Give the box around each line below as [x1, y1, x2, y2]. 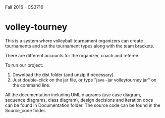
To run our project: [5, 62, 44, 68]
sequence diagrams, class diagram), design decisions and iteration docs [5, 97, 153, 103]
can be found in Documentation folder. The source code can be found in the [5, 102, 161, 108]
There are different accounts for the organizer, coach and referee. [5, 52, 140, 58]
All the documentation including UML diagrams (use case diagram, [5, 91, 141, 98]
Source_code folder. [5, 107, 47, 113]
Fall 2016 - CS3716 [5, 4, 44, 10]
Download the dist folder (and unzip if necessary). [12, 72, 115, 78]
